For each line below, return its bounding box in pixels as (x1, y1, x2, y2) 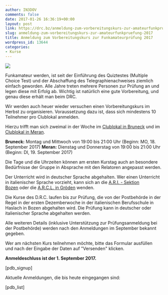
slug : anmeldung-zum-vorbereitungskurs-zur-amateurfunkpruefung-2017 (5, 30, 153, 35)
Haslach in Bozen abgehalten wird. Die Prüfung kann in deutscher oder (5, 204, 151, 210)
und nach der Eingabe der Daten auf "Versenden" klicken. (5, 245, 125, 251)
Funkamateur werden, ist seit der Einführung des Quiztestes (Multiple (5, 72, 148, 78)
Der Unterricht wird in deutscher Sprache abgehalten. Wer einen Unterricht (5, 173, 160, 180)
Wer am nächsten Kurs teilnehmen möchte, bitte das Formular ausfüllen (5, 240, 152, 246)
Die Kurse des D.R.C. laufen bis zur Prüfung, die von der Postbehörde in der (5, 194, 161, 200)
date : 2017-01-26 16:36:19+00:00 (5, 16, 75, 21)
